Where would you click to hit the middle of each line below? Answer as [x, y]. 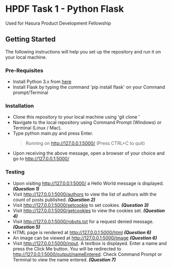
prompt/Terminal [31, 92]
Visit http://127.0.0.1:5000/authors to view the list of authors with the [84, 194]
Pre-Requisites [24, 70]
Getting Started [31, 39]
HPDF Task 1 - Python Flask [65, 9]
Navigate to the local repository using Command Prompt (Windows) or [87, 122]
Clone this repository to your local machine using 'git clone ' [76, 117]
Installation [20, 106]
